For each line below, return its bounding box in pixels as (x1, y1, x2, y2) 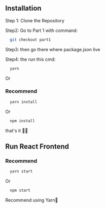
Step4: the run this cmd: (5, 56, 56, 62)
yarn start (10, 169, 33, 174)
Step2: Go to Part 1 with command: (5, 27, 78, 33)
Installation (5, 4, 42, 13)
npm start (10, 188, 30, 193)
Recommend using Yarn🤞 (5, 197, 58, 203)
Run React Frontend (5, 142, 69, 151)
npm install (10, 118, 36, 123)
